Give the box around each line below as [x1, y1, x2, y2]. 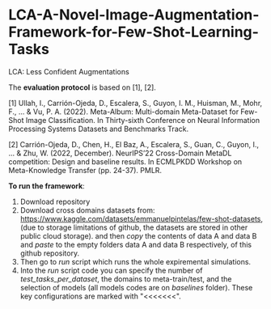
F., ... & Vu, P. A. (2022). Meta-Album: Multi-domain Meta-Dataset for [8, 107, 239, 116]
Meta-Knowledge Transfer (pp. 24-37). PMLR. [8, 165, 163, 175]
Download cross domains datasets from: [19, 205, 155, 215]
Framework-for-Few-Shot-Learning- [8, 23, 259, 41]
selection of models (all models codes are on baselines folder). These [19, 282, 253, 292]
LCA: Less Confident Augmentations [8, 66, 129, 76]
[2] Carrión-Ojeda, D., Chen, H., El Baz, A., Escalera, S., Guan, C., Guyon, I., [8, 139, 260, 149]
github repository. [19, 248, 79, 258]
